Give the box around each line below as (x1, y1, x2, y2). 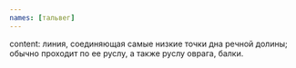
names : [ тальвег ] (9, 13, 76, 23)
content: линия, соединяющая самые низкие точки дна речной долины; (9, 38, 289, 49)
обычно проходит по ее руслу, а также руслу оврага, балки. (9, 47, 244, 59)
